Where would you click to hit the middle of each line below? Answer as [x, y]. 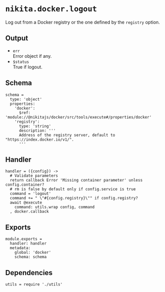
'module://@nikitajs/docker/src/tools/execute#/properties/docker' [79, 117]
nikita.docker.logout [51, 9]
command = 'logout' [31, 194]
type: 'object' [26, 99]
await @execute [26, 203]
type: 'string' [35, 126]
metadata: [20, 248]
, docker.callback [30, 212]
